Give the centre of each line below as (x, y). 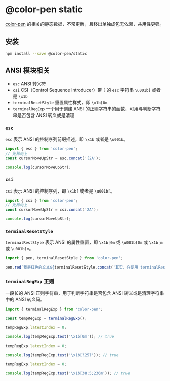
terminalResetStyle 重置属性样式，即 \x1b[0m (60, 103)
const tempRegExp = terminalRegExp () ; (46, 318)
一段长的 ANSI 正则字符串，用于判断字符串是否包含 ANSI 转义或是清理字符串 (85, 293)
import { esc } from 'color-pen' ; (42, 149)
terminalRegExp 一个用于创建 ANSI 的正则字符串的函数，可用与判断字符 (87, 109)
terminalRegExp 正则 (30, 281)
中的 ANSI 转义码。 (25, 299)
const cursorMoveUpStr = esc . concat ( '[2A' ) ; (53, 158)
